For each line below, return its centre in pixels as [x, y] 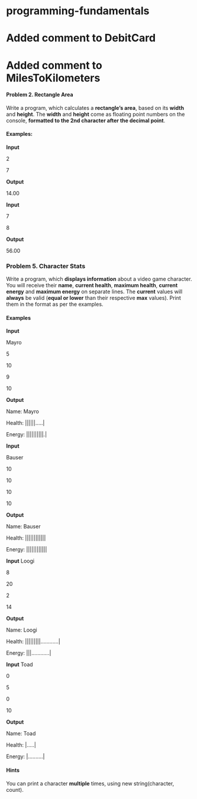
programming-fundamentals [78, 11]
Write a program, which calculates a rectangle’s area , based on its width [95, 107]
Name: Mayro [23, 411]
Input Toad [20, 665]
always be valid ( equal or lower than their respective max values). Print [94, 298]
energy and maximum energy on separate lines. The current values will [94, 291]
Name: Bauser [23, 527]
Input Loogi [20, 561]
